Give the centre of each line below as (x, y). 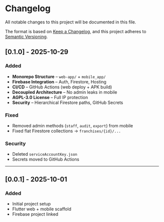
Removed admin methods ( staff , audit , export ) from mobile (72, 125)
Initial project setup (31, 203)
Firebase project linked (35, 214)
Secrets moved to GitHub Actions (46, 160)
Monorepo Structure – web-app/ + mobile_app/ (59, 77)
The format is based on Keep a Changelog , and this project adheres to (76, 31)
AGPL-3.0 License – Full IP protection (50, 97)
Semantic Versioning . (26, 37)
